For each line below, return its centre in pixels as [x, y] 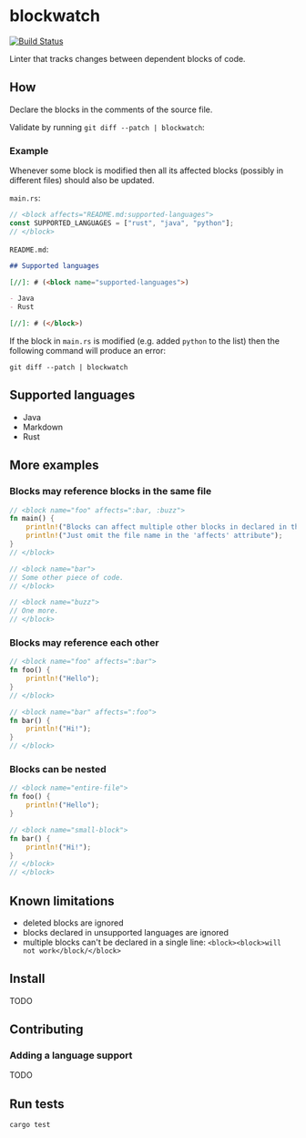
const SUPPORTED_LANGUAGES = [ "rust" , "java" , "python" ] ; [122, 223]
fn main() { [32, 519]
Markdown [43, 427]
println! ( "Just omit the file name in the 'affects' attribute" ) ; [154, 536]
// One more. [34, 611]
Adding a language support [71, 1056]
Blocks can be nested [58, 770]
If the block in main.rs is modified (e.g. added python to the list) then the [145, 341]
